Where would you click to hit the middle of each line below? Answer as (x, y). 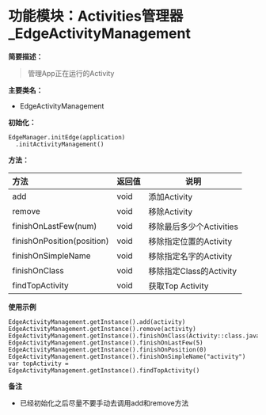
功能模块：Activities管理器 (96, 16)
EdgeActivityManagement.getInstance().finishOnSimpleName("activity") (127, 356)
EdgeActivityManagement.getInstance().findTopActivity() (104, 370)
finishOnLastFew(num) (55, 226)
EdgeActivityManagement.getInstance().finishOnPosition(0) (108, 349)
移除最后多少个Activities (194, 227)
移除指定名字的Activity (190, 256)
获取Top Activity (179, 286)
